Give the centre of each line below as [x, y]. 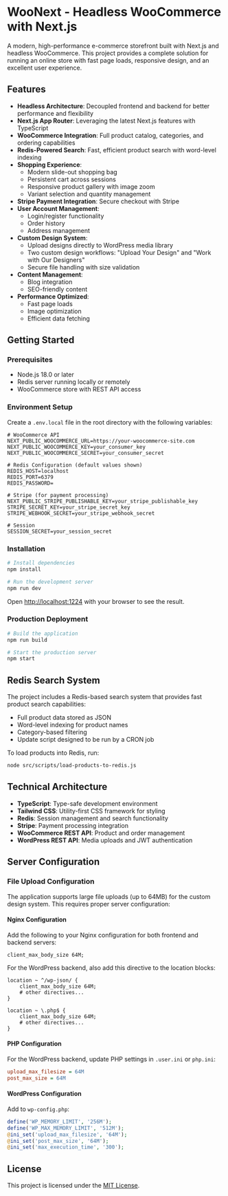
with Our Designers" [56, 260]
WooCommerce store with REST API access [79, 389]
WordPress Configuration [44, 1094]
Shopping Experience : [49, 164]
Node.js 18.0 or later [45, 375]
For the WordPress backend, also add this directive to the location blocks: [112, 967]
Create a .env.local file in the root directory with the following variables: [110, 422]
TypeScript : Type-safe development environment [87, 803]
